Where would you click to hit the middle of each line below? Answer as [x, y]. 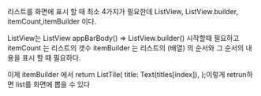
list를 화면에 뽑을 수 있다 [53, 84]
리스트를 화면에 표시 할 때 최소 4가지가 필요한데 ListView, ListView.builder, [123, 11]
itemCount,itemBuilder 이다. [52, 21]
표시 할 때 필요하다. [51, 58]
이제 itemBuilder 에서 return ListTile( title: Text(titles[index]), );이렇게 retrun [127, 74]
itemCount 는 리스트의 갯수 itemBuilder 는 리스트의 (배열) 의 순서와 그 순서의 [126, 48]
